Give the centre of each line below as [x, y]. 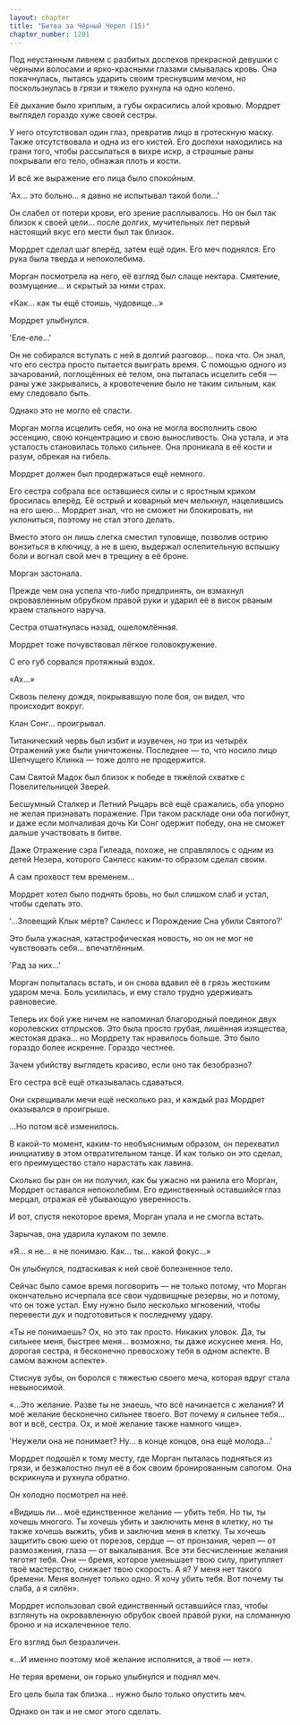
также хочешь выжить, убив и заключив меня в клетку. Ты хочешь [137, 1532]
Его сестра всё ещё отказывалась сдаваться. [97, 1082]
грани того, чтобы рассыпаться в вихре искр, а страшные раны [131, 151]
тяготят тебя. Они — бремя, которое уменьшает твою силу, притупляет [146, 1560]
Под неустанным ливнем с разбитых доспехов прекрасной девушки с [144, 60]
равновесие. [34, 1002]
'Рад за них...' [35, 965]
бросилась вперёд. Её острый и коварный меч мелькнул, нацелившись [146, 501]
